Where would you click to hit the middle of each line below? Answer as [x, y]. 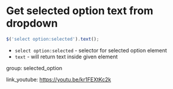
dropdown [32, 23]
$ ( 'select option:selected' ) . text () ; [53, 39]
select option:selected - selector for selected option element [91, 50]
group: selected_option [34, 68]
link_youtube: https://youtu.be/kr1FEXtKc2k [59, 79]
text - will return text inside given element [66, 57]
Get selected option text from [80, 11]
